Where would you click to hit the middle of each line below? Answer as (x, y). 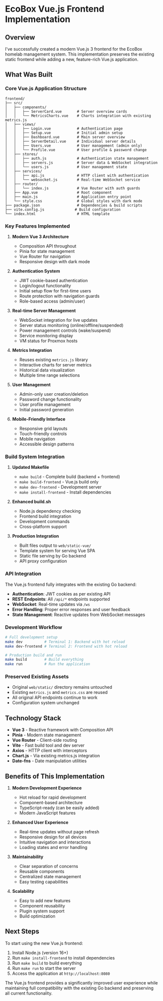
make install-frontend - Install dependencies (65, 492)
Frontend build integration (45, 516)
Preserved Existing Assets (37, 677)
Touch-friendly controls (43, 433)
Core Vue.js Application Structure (46, 89)
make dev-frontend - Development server (61, 487)
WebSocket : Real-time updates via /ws (51, 604)
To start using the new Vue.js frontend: (44, 943)
